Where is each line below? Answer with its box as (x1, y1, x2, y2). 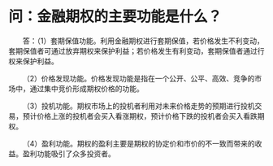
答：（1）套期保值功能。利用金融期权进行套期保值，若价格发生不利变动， (23, 36, 264, 46)
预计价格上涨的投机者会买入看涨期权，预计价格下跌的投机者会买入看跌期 (22, 111, 265, 120)
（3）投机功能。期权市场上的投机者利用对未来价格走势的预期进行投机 (23, 101, 255, 111)
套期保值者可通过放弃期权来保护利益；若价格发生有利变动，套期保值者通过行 (8, 46, 265, 55)
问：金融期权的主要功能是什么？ (8, 7, 223, 26)
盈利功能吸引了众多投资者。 (22, 148, 115, 159)
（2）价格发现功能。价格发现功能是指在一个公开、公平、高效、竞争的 (23, 73, 255, 83)
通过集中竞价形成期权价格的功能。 (29, 83, 144, 94)
